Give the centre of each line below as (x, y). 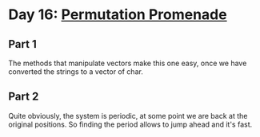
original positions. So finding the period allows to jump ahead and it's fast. (130, 124)
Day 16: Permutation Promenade (118, 15)
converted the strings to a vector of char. (76, 72)
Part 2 (24, 97)
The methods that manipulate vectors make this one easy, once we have (128, 63)
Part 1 (23, 44)
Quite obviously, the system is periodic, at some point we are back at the (128, 115)
